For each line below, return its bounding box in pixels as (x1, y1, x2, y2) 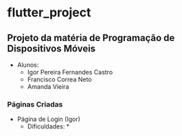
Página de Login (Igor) (16, 115, 81, 124)
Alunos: (16, 61, 39, 69)
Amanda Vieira (27, 83, 69, 90)
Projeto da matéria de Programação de (7, 32, 175, 44)
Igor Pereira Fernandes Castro (27, 68, 113, 76)
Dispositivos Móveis (7, 42, 96, 54)
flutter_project (7, 5, 91, 21)
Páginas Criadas (7, 99, 63, 109)
